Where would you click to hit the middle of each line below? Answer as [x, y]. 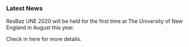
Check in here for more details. [44, 39]
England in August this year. [40, 27]
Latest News [25, 8]
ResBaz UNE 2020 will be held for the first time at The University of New [94, 21]
